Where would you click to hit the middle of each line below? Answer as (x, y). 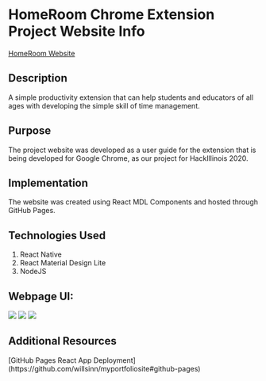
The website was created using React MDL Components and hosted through (133, 202)
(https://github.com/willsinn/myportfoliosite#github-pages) (104, 368)
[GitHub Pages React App (50, 360)
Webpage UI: (41, 296)
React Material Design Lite (63, 263)
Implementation (48, 183)
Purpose (30, 131)
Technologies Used (57, 235)
